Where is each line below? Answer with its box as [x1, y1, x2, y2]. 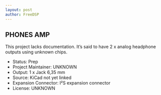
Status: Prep [12, 58, 39, 65]
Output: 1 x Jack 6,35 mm [12, 69, 65, 75]
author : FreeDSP [5, 12, 39, 17]
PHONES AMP [5, 30, 50, 39]
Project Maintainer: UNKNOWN [12, 64, 77, 70]
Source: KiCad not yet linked [12, 74, 72, 80]
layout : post [5, 7, 33, 12]
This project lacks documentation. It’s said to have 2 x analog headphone [5, 43, 156, 50]
